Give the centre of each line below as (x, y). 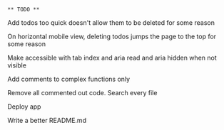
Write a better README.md (47, 120)
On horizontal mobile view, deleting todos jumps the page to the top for (112, 36)
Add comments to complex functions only (69, 79)
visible (17, 65)
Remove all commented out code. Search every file (82, 93)
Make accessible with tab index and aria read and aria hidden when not (112, 58)
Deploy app (24, 107)
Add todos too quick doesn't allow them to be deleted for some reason (111, 23)
